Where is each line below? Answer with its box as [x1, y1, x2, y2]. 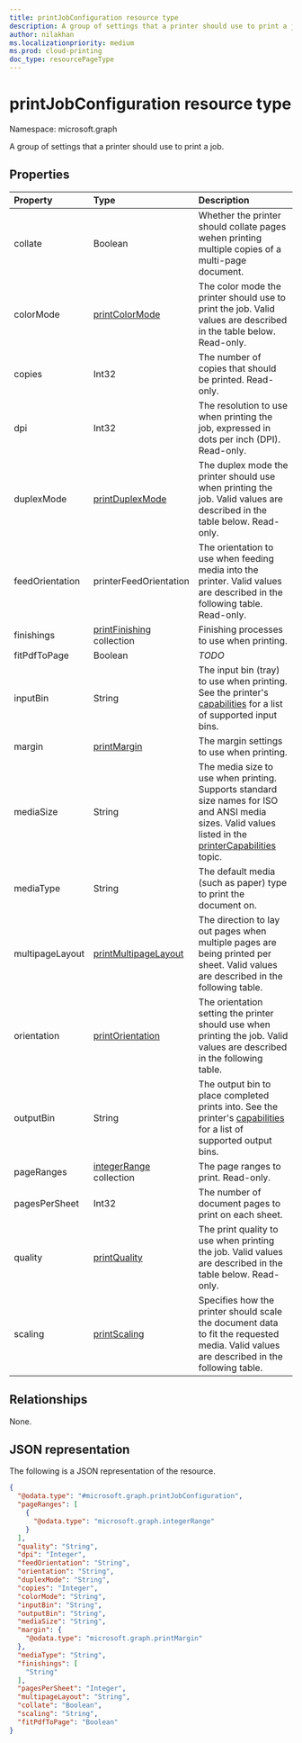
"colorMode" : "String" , [17, 1592, 106, 1601]
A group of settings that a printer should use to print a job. [9, 140, 225, 151]
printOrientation [93, 1029, 160, 1042]
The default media [198, 865, 276, 878]
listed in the [198, 827, 247, 840]
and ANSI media [198, 805, 267, 817]
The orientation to [198, 541, 274, 554]
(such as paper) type [198, 876, 288, 889]
